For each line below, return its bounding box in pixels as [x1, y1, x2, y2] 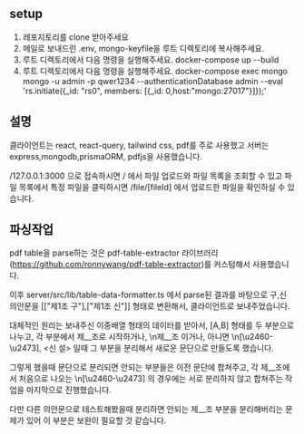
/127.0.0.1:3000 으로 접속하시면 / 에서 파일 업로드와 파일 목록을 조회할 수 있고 [9, 170, 283, 181]
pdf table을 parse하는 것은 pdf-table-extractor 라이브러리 [9, 247, 219, 258]
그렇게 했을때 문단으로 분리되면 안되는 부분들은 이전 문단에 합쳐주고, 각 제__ [9, 362, 276, 373]
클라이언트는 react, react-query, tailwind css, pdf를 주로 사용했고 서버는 [9, 140, 270, 150]
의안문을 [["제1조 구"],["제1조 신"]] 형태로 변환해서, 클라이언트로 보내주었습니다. [9, 301, 290, 312]
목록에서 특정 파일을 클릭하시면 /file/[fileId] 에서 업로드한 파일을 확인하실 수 [18, 181, 286, 192]
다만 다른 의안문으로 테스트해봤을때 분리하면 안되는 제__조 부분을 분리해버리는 [9, 404, 284, 415]
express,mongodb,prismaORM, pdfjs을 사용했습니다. [9, 150, 202, 161]
